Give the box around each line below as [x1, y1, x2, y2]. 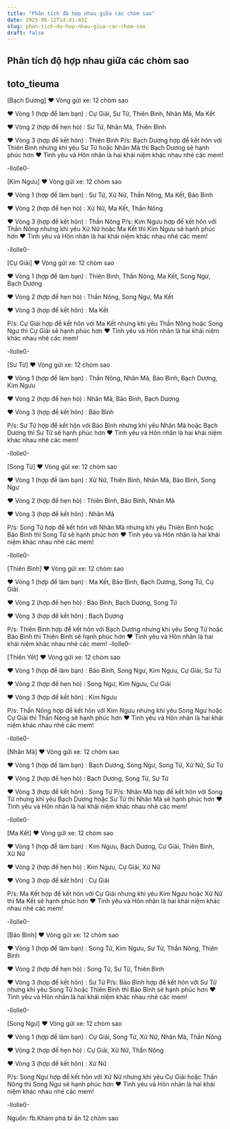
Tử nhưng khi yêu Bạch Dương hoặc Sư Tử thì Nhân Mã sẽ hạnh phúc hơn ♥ [7, 795, 223, 804]
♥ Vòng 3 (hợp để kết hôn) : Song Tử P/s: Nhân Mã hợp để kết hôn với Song [7, 788, 223, 796]
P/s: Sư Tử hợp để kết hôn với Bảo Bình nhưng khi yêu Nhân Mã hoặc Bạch [7, 421, 218, 430]
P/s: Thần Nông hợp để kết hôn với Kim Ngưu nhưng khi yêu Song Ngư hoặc [7, 707, 223, 715]
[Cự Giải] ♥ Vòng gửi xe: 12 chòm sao [7, 259, 115, 267]
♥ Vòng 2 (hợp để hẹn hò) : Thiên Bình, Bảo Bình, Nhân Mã [7, 497, 175, 505]
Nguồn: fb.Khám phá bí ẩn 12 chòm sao [7, 1114, 119, 1122]
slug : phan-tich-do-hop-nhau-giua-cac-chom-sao [7, 23, 146, 30]
